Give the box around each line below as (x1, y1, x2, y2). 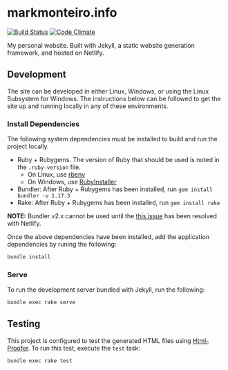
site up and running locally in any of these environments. (7, 102, 169, 110)
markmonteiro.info (7, 5, 117, 21)
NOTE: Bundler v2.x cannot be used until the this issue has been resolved (7, 212, 218, 220)
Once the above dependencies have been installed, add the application (7, 233, 210, 241)
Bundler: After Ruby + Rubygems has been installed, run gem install (17, 185, 213, 193)
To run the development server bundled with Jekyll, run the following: (7, 285, 205, 294)
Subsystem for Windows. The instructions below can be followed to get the (7, 94, 221, 103)
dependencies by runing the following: (7, 240, 117, 249)
